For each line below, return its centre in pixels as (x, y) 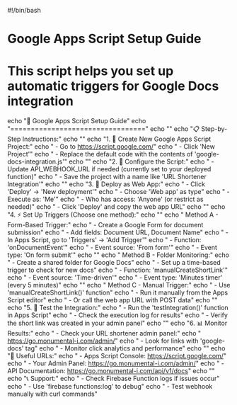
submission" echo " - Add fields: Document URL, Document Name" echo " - (118, 232)
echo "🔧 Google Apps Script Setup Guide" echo (77, 121)
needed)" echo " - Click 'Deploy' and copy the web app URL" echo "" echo (116, 207)
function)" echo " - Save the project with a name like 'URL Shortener (107, 177)
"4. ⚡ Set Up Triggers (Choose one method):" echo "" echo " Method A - (113, 215)
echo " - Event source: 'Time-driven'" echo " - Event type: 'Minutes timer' (115, 278)
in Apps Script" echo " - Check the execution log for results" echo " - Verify (118, 315)
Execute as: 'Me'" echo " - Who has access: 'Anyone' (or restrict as (105, 199)
